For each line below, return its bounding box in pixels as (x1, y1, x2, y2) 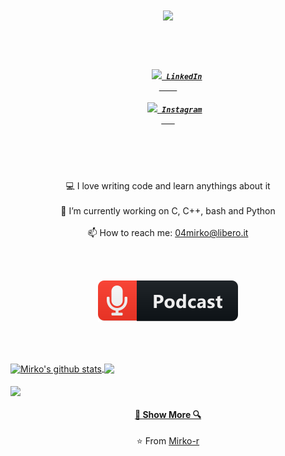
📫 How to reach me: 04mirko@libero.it (87, 227, 249, 239)
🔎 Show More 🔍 (134, 408, 202, 420)
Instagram (161, 104, 203, 115)
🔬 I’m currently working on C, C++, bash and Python (60, 205, 276, 217)
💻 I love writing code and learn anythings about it (65, 180, 271, 192)
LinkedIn (166, 71, 203, 82)
